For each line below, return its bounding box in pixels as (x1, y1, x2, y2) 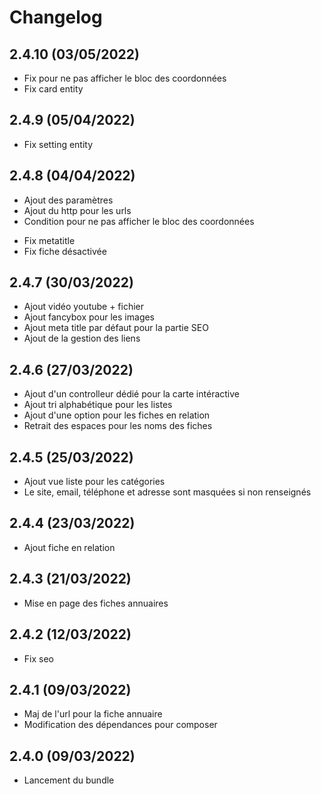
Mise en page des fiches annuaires (23, 597, 169, 609)
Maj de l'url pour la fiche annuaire (23, 708, 163, 720)
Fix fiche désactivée (23, 245, 107, 257)
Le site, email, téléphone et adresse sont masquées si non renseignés (23, 486, 312, 498)
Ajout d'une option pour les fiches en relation (23, 409, 211, 421)
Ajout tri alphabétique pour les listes (23, 399, 173, 411)
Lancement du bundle (23, 774, 115, 786)
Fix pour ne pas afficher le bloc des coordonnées (23, 72, 227, 84)
